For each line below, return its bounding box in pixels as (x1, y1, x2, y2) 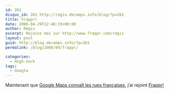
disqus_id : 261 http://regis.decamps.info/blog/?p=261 (5, 12, 124, 17)
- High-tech (10, 59, 36, 64)
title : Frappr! (5, 17, 38, 22)
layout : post (5, 36, 33, 41)
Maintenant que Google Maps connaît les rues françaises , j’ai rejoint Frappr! (5, 82, 164, 88)
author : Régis (5, 26, 36, 31)
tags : (5, 64, 17, 69)
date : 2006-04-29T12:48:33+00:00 (5, 21, 76, 27)
